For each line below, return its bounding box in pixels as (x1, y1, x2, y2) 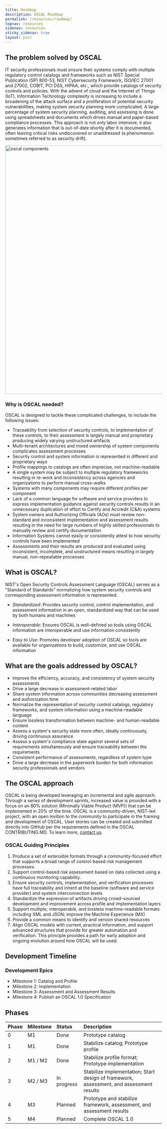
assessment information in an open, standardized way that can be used (12, 607, 159, 613)
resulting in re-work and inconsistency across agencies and (12, 474, 135, 480)
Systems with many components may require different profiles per (12, 485, 148, 491)
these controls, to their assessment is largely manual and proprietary (12, 432, 153, 438)
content (12, 722, 28, 729)
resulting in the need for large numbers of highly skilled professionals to (12, 522, 160, 528)
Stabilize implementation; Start (83, 1068, 155, 1075)
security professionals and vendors (12, 764, 85, 771)
